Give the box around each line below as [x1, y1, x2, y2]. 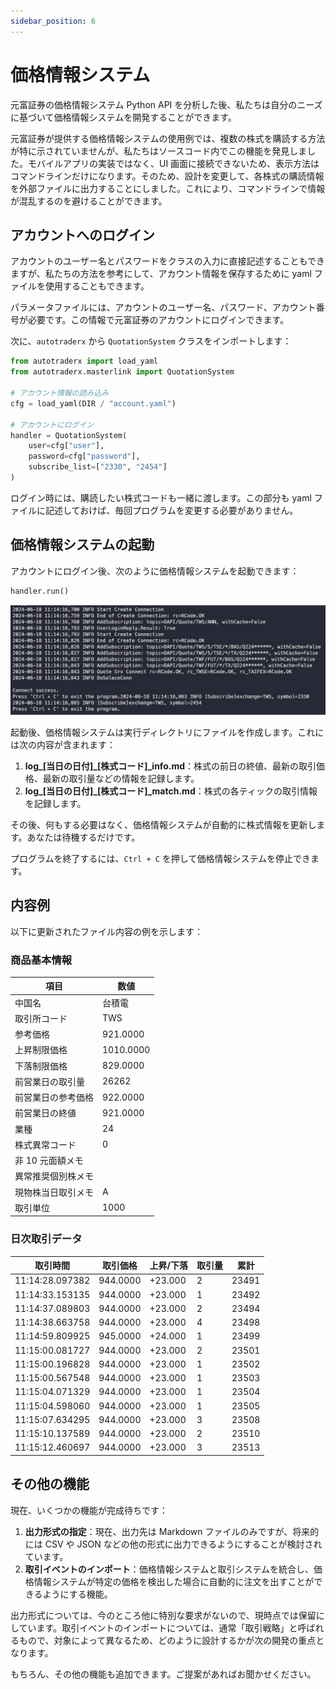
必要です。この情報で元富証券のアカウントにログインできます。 [27, 314, 290, 326]
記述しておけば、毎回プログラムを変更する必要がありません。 [44, 504, 299, 516]
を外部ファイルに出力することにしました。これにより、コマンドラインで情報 [10, 182, 326, 194]
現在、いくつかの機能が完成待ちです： [10, 1504, 168, 1516]
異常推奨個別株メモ [14, 1170, 94, 1182]
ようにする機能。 [42, 1588, 113, 1600]
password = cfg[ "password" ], [28, 451, 141, 462]
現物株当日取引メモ [14, 1186, 94, 1198]
